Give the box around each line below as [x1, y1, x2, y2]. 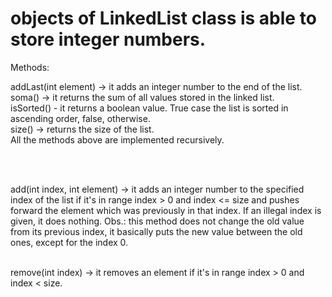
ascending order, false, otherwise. [10, 112, 151, 124]
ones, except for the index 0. [10, 236, 129, 248]
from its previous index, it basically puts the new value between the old [10, 225, 303, 237]
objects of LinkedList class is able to [10, 7, 317, 30]
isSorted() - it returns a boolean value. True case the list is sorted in [10, 102, 289, 114]
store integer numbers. [10, 28, 207, 51]
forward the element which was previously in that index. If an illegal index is [10, 204, 322, 216]
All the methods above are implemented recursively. [10, 133, 225, 146]
